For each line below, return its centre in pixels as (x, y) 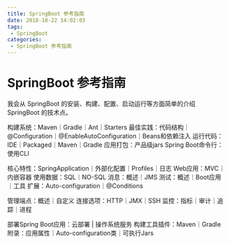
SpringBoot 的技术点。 (39, 112)
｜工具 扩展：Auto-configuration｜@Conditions (75, 185)
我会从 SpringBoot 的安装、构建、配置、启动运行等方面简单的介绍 (101, 103)
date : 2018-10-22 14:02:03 (46, 20)
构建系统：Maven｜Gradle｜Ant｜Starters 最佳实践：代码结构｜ (99, 127)
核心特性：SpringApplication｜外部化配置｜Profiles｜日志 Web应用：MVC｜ (116, 168)
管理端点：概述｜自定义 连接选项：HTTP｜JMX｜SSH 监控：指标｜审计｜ (112, 201)
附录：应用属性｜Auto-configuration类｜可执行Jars (80, 233)
